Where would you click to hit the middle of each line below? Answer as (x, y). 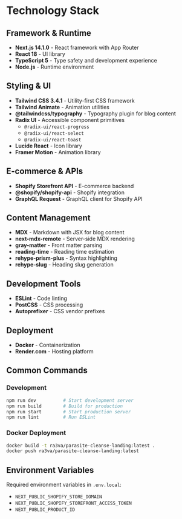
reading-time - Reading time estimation (65, 252)
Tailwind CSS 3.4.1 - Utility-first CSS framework (75, 100)
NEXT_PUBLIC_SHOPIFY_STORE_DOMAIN (58, 497)
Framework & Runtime (49, 33)
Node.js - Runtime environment (54, 67)
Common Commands (47, 371)
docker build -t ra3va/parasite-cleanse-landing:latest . (81, 446)
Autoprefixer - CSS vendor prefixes (60, 311)
